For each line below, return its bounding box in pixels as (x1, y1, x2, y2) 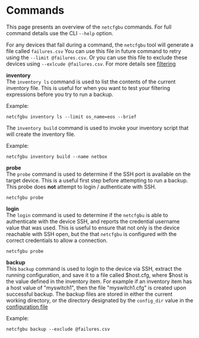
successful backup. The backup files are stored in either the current (6, 290, 173, 297)
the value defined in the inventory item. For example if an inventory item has (6, 278, 192, 285)
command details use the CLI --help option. (6, 29, 114, 36)
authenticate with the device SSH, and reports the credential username (6, 218, 180, 225)
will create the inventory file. (6, 131, 76, 138)
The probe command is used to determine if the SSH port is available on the (6, 170, 191, 178)
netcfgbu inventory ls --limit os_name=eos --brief (6, 114, 137, 120)
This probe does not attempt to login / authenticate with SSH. (6, 183, 156, 190)
